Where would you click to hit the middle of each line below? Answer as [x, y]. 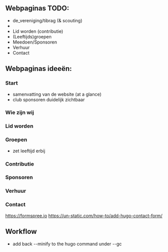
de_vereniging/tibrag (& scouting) [47, 20]
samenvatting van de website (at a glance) [57, 94]
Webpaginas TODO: [37, 8]
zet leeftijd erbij [29, 151]
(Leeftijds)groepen [32, 36]
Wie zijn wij [20, 112]
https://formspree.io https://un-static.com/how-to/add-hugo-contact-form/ [84, 216]
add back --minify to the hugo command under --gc [67, 244]
